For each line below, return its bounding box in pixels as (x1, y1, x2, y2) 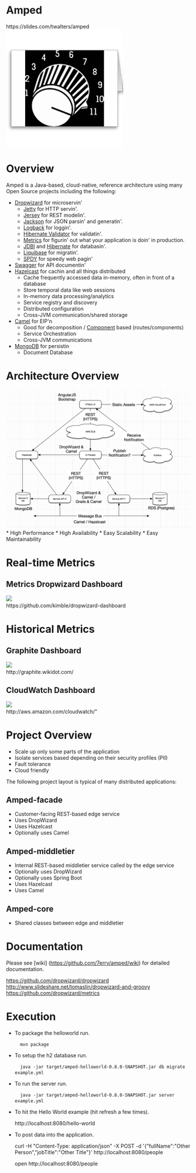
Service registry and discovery (23, 299, 98, 306)
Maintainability (6, 535, 42, 542)
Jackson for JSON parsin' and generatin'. (23, 218, 123, 225)
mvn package (20, 1041, 49, 1047)
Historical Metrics (6, 622, 95, 636)
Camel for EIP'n (14, 318, 53, 325)
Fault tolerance (14, 760, 51, 767)
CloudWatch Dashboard (6, 685, 95, 696)
